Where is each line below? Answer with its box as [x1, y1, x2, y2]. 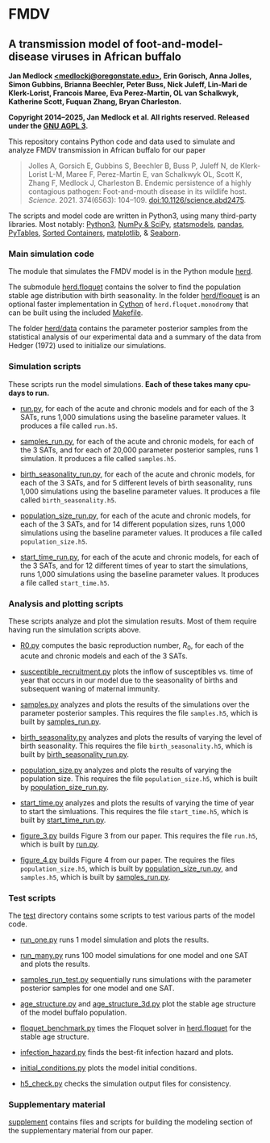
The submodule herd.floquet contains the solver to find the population [8, 282, 242, 292]
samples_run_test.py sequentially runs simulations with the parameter [19, 974, 252, 984]
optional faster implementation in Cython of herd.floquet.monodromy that [8, 300, 249, 309]
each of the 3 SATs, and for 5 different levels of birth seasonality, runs [19, 477, 252, 487]
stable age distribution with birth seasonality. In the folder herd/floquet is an [8, 291, 260, 300]
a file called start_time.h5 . [19, 578, 110, 587]
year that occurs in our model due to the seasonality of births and [19, 675, 238, 685]
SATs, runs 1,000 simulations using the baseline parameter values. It [19, 412, 247, 422]
